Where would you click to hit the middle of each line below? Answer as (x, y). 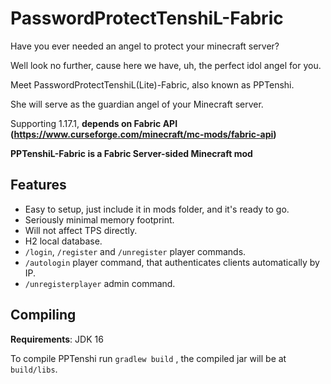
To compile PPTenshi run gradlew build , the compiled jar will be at (148, 358)
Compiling (43, 315)
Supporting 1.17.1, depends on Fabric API (94, 123)
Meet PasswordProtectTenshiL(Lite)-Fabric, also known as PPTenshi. (152, 84)
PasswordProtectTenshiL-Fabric (147, 18)
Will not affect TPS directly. (81, 230)
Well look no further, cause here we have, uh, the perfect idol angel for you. (166, 65)
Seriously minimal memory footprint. (99, 219)
